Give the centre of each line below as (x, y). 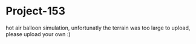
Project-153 (36, 11)
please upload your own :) (38, 34)
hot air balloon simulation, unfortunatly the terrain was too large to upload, (98, 28)
